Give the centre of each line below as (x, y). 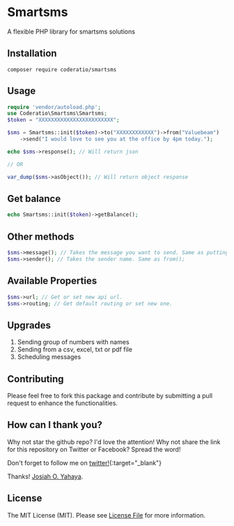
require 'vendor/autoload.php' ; (54, 107)
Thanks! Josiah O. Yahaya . (45, 476)
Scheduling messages (49, 357)
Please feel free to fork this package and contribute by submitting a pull (110, 396)
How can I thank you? (55, 425)
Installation (32, 53)
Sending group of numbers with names (73, 342)
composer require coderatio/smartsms (62, 70)
